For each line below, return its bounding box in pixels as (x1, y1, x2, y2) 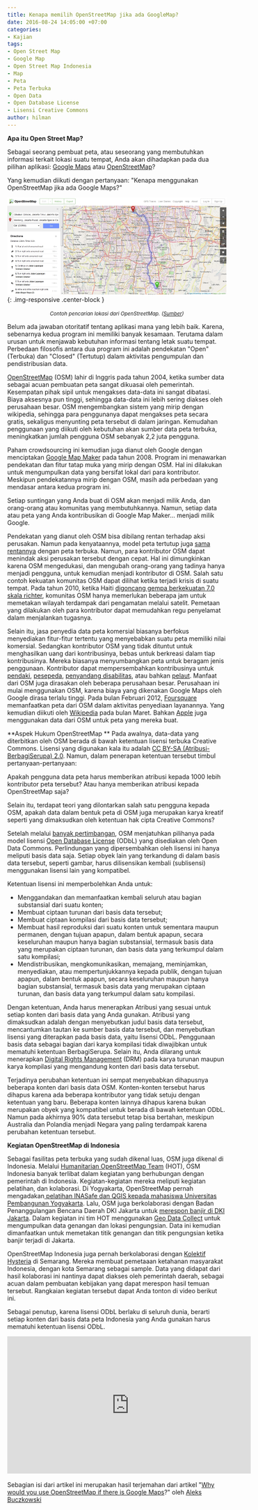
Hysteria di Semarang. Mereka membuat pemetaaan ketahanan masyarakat (7, 1257, 224, 1265)
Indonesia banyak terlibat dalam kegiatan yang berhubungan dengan (7, 1170, 204, 1178)
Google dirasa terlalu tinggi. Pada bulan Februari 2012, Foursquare (7, 694, 197, 702)
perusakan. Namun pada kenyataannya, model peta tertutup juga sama (7, 540, 211, 548)
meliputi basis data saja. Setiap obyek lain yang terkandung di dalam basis (7, 851, 220, 860)
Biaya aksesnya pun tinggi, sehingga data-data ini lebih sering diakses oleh (7, 395, 223, 404)
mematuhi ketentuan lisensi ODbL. (7, 1322, 106, 1331)
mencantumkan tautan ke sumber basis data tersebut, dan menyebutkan (7, 1025, 216, 1034)
